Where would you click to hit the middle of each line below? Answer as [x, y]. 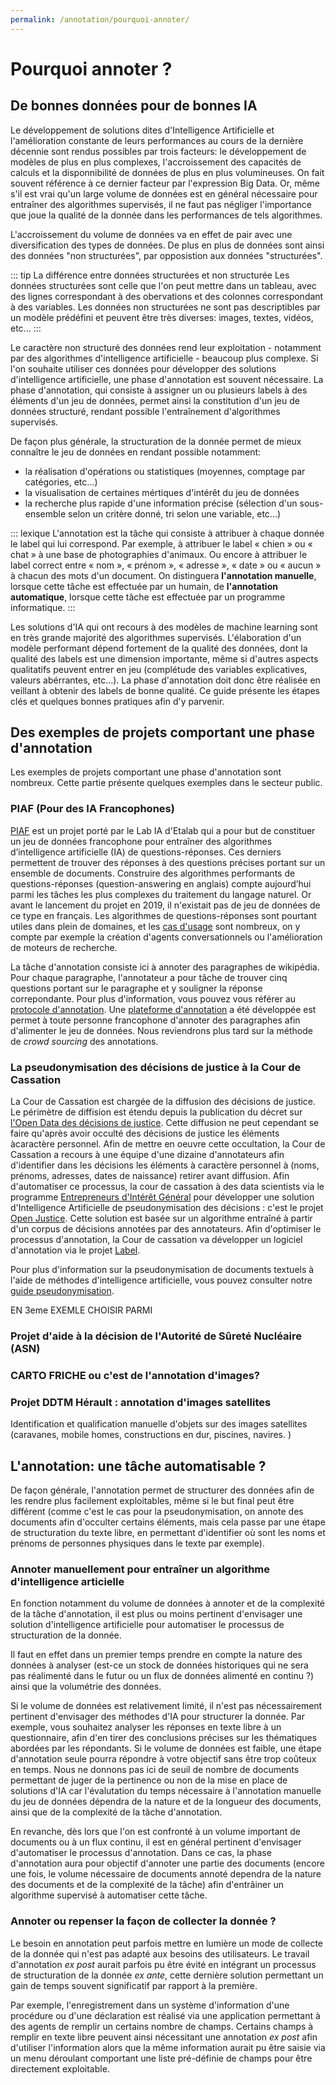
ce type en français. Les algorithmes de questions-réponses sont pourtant [163, 915]
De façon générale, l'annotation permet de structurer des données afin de [162, 1490]
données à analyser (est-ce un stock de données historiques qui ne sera [159, 1665]
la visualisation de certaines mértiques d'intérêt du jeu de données [162, 492]
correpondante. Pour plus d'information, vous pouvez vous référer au [153, 998]
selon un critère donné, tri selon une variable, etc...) [175, 513]
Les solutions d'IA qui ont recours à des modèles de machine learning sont [164, 627]
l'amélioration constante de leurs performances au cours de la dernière [157, 140]
